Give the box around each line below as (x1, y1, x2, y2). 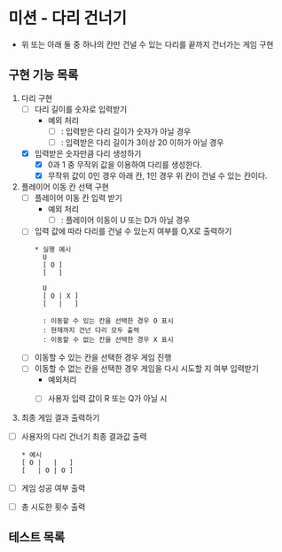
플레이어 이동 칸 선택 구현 (20, 182, 110, 192)
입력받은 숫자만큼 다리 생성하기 (34, 148, 142, 159)
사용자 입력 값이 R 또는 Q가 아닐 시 (47, 393, 168, 404)
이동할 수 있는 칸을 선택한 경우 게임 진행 (34, 352, 172, 363)
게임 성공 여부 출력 (20, 482, 86, 493)
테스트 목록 (8, 530, 66, 545)
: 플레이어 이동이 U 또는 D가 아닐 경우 (60, 214, 191, 226)
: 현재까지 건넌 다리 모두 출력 (42, 326, 140, 335)
